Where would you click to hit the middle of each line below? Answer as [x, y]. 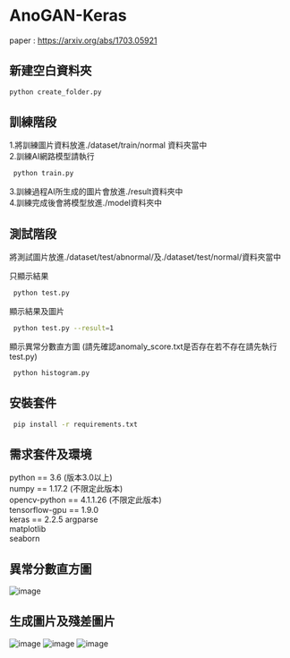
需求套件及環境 [51, 454]
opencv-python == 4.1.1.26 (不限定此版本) [86, 500]
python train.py [43, 174]
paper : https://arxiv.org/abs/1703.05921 [83, 40]
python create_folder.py [55, 92]
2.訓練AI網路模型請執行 [52, 157]
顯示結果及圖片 [37, 311]
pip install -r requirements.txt [76, 424]
